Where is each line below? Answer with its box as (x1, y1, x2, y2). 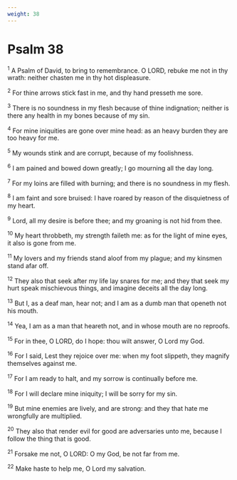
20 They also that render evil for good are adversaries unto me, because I (7, 426, 222, 435)
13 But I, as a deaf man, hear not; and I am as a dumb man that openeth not (7, 297, 227, 307)
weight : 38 (7, 10, 40, 18)
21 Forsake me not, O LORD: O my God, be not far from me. (7, 448, 180, 458)
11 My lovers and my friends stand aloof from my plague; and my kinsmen (7, 252, 223, 262)
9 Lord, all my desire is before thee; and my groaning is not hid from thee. (7, 215, 223, 225)
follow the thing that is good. (7, 434, 91, 443)
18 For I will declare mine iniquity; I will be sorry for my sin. (7, 388, 178, 398)
